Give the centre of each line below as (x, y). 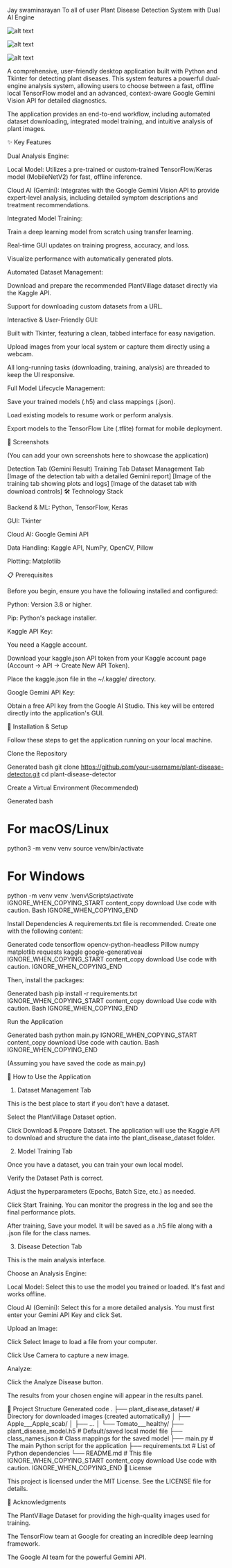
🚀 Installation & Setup (37, 726)
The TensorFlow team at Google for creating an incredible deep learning (110, 1536)
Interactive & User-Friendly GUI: (53, 320)
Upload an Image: (33, 1328)
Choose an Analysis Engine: (47, 1273)
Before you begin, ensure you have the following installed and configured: (113, 591)
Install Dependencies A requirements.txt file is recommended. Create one (112, 923)
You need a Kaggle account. (47, 645)
